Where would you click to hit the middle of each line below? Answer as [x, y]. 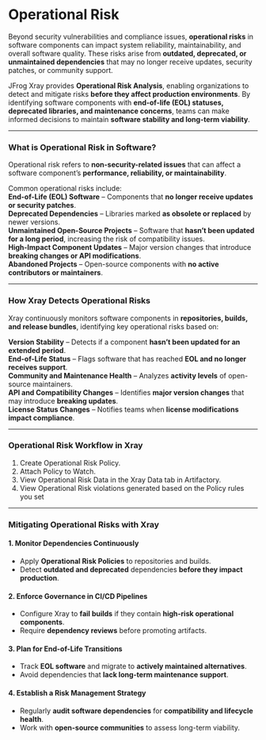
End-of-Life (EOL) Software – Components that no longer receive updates [131, 197]
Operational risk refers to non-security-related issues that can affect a [125, 165]
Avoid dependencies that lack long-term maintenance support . [124, 675]
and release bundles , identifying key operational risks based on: [114, 326]
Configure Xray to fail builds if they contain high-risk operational [127, 614]
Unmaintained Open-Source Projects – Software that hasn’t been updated [131, 231]
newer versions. [34, 222]
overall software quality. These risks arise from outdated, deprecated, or [127, 53]
